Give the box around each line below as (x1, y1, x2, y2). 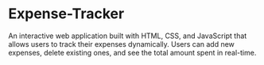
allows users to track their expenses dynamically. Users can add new (8, 39, 235, 48)
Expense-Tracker (8, 5, 125, 23)
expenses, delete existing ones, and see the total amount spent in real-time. (8, 48, 257, 57)
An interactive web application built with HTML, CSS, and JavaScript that (8, 31, 247, 40)
